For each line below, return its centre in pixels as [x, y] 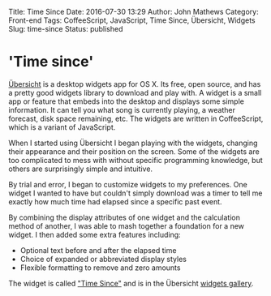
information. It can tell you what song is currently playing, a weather [122, 109]
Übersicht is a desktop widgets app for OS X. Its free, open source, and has [135, 84]
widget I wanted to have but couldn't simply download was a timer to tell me [135, 193]
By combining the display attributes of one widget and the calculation [125, 217]
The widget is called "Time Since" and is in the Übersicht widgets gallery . [131, 283]
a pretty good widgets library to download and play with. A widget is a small [135, 92]
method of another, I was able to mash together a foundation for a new [127, 225]
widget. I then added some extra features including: [95, 234]
